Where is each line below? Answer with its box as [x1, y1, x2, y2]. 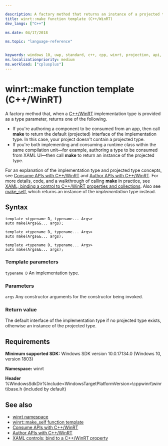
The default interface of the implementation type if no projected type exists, [5, 317, 161, 323]
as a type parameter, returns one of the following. [5, 116, 107, 122]
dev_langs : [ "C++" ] [5, 21, 46, 26]
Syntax [5, 203, 28, 212]
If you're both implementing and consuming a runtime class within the [12, 141, 156, 148]
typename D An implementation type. [5, 270, 79, 276]
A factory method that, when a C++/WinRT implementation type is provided [5, 111, 161, 117]
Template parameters [5, 258, 58, 265]
